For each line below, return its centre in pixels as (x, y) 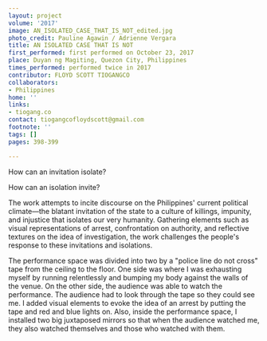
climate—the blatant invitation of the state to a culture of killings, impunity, (130, 211)
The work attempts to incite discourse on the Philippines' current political (128, 202)
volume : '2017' (33, 23)
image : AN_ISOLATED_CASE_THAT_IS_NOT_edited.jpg (90, 30)
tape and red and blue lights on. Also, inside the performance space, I (123, 311)
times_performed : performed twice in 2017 (80, 68)
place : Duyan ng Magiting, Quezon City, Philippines (98, 61)
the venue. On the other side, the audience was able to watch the (116, 286)
